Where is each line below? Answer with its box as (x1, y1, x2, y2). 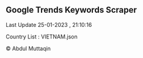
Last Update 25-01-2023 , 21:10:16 (5, 21, 92, 28)
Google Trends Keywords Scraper (5, 5, 137, 15)
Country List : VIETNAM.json (5, 33, 78, 40)
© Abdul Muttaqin (5, 45, 51, 52)
